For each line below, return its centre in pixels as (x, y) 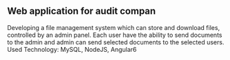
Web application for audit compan (82, 11)
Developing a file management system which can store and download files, (114, 27)
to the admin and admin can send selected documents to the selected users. (116, 42)
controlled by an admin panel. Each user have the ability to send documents (115, 35)
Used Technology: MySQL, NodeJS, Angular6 (72, 49)
